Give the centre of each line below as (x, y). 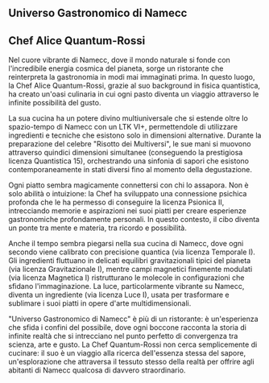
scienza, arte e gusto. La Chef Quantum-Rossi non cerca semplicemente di (133, 344)
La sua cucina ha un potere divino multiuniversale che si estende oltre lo (128, 118)
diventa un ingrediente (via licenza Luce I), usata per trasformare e (119, 295)
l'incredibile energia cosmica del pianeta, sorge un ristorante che (116, 68)
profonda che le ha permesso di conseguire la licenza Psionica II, (116, 202)
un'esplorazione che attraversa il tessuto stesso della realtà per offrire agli (132, 362)
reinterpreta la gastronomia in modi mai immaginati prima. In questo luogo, (132, 77)
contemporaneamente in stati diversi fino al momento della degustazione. (130, 170)
